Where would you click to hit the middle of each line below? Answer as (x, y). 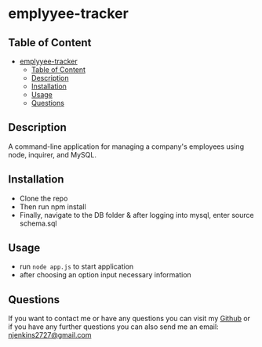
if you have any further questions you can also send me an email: (113, 327)
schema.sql (38, 223)
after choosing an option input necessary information (106, 275)
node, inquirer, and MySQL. (52, 154)
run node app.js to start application (76, 266)
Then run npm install (53, 206)
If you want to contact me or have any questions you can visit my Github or (129, 319)
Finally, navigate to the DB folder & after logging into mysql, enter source (136, 215)
